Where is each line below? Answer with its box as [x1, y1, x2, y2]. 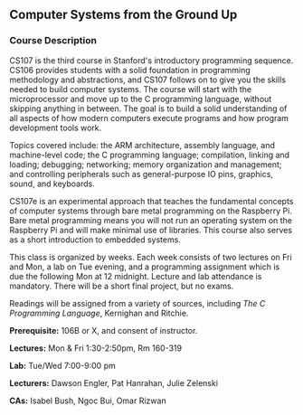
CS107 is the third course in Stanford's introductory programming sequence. [9, 54, 294, 66]
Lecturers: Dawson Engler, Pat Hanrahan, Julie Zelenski [9, 377, 219, 388]
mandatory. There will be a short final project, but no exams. [9, 280, 234, 291]
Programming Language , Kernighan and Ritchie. [9, 307, 189, 318]
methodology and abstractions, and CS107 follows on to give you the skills [9, 74, 287, 85]
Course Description [9, 34, 98, 47]
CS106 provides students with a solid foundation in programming [9, 64, 251, 75]
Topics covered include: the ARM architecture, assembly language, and [9, 139, 276, 150]
